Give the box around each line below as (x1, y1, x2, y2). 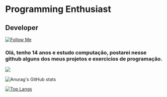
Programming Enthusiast (5, 3, 112, 15)
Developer (5, 23, 39, 32)
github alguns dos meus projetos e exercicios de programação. (5, 55, 162, 62)
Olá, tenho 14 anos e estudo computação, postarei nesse (5, 49, 147, 56)
